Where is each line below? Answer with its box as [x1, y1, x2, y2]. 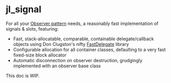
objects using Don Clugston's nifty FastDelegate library [13, 41, 129, 47]
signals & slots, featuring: [6, 25, 59, 32]
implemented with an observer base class [13, 63, 101, 69]
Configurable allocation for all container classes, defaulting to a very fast [13, 46, 166, 52]
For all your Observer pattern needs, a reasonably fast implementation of [6, 20, 159, 26]
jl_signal [6, 4, 42, 15]
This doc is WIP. [6, 72, 40, 78]
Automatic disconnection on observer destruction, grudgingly [13, 57, 142, 63]
